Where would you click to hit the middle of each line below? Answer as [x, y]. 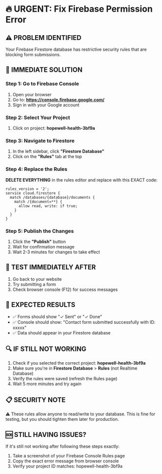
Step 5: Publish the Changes [40, 231]
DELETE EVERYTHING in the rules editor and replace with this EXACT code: [81, 180]
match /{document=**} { [38, 202]
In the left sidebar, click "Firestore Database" [58, 151]
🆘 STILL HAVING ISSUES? [46, 435]
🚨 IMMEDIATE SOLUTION [44, 70]
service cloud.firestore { [33, 193]
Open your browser [32, 94]
